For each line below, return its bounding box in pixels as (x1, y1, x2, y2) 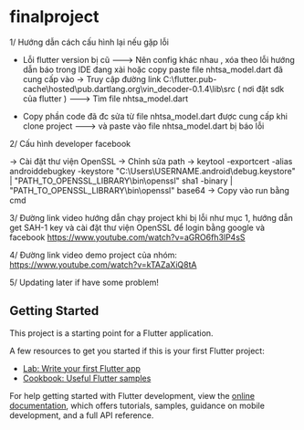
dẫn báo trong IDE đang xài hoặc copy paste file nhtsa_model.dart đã (22, 64, 283, 75)
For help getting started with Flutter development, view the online (9, 390, 256, 401)
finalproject (9, 6, 100, 27)
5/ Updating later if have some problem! (9, 277, 160, 288)
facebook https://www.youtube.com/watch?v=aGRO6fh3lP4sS (9, 231, 246, 243)
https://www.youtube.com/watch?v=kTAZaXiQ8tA (9, 258, 197, 270)
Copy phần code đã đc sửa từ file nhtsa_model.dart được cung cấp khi (22, 110, 288, 121)
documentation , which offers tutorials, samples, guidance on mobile (9, 400, 265, 411)
